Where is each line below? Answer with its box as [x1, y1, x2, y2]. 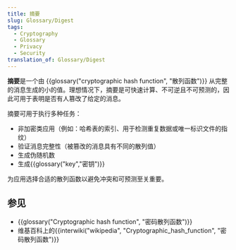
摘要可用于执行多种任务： [7, 109, 82, 117]
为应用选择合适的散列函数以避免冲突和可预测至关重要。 [7, 174, 168, 183]
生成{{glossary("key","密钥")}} [17, 160, 106, 168]
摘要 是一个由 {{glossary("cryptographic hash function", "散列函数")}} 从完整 [7, 76, 228, 85]
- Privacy [13, 43, 42, 50]
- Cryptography [13, 30, 58, 37]
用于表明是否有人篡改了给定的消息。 [19, 94, 125, 102]
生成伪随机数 [17, 150, 55, 159]
